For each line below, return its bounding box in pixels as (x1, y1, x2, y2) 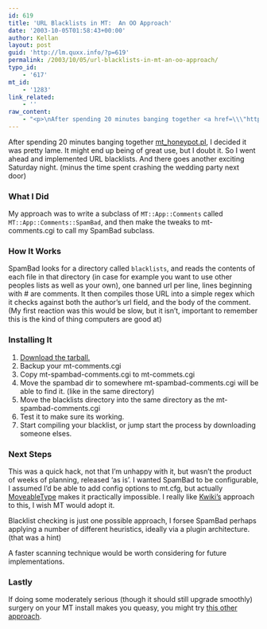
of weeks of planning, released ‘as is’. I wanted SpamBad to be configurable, (8, 475, 259, 485)
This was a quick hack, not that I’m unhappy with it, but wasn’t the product (8, 467, 252, 476)
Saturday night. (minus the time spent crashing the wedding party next (8, 162, 240, 172)
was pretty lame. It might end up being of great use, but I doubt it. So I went (8, 145, 256, 155)
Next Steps (8, 448, 52, 459)
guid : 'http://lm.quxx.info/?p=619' (8, 49, 130, 57)
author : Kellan (8, 33, 59, 42)
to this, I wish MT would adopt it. (8, 501, 115, 510)
